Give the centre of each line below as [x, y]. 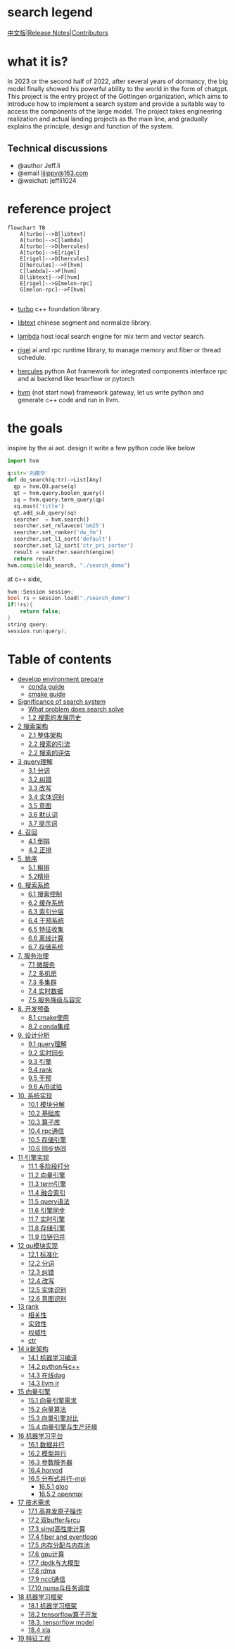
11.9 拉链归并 [46, 1237]
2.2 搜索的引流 [49, 744]
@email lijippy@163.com [53, 173]
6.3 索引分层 [46, 911]
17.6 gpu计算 [46, 1554]
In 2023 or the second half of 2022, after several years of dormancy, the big [118, 81]
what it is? [38, 62]
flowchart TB [26, 228]
